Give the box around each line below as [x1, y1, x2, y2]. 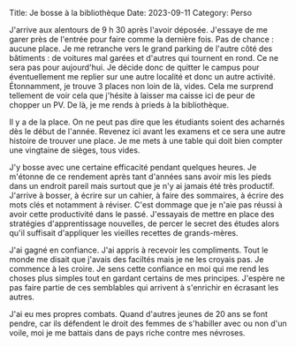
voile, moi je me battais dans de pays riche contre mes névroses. [9, 328, 246, 338]
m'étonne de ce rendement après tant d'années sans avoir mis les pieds [9, 171, 272, 182]
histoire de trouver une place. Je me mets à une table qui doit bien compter [9, 136, 284, 146]
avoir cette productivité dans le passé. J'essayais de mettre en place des [9, 209, 275, 219]
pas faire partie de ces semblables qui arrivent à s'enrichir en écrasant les [9, 283, 279, 292]
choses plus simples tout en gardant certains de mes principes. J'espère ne [9, 273, 285, 283]
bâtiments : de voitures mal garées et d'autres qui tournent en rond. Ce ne [9, 53, 279, 63]
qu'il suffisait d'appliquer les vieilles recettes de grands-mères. [9, 228, 239, 238]
